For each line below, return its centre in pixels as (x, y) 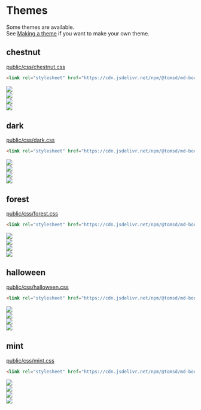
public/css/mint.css (31, 360)
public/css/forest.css (32, 214)
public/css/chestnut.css (36, 67)
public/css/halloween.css (37, 287)
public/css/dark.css (31, 140)
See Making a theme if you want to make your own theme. (78, 33)
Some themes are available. (40, 27)
